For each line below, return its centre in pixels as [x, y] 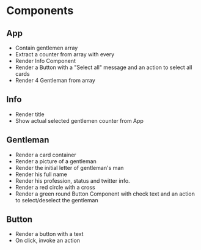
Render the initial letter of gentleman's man [69, 167]
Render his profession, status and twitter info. [72, 180]
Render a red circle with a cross [55, 187]
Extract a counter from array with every [65, 54]
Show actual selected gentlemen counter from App [79, 120]
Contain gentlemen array [46, 48]
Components [40, 11]
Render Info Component [46, 61]
